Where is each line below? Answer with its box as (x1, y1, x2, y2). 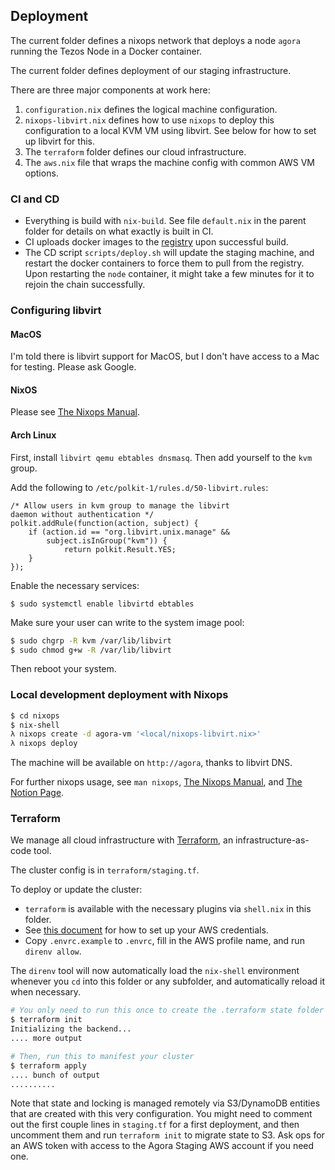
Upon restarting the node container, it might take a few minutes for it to (24, 268, 315, 280)
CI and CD (10, 192, 60, 206)
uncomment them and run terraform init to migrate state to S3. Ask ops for (10, 1129, 325, 1141)
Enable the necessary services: (10, 579, 140, 591)
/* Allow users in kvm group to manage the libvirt (10, 500, 230, 511)
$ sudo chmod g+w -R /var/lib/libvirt (10, 645, 172, 655)
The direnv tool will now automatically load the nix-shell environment (10, 965, 300, 977)
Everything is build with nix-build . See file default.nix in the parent (24, 215, 307, 227)
